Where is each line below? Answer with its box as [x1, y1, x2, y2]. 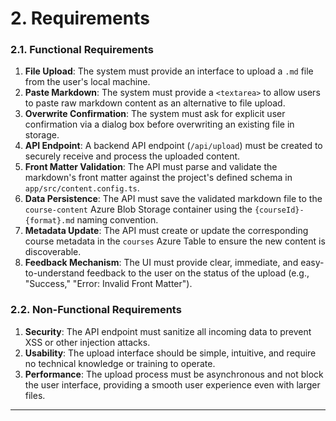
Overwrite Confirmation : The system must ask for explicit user [24, 108, 286, 120]
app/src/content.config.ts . [24, 182, 140, 194]
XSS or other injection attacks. [24, 336, 151, 348]
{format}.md [24, 216, 75, 226]
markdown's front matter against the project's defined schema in [24, 172, 293, 184]
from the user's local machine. [24, 76, 151, 88]
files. [24, 389, 46, 401]
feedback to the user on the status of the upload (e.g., [86, 267, 310, 279]
